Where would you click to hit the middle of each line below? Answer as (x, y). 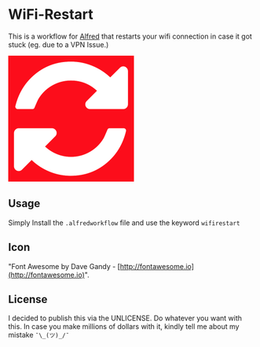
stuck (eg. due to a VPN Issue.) (59, 44)
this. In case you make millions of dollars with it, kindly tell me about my (124, 327)
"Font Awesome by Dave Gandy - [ (64, 266)
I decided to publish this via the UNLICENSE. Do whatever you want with (125, 318)
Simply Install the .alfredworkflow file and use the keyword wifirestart (124, 223)
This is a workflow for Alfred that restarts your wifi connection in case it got (130, 36)
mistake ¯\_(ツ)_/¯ (39, 335)
